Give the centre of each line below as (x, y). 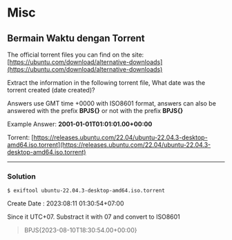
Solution (22, 176)
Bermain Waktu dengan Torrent (76, 38)
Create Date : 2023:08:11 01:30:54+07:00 (66, 203)
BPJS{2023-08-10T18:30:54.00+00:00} (80, 230)
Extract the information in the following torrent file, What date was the (106, 83)
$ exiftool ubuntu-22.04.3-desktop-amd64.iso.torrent (86, 191)
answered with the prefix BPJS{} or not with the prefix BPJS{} (95, 111)
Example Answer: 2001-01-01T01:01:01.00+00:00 (80, 124)
